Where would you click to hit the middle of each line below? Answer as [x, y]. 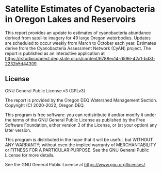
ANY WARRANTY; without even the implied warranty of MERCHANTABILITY [81, 145]
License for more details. [30, 155]
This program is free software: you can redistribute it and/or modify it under [81, 115]
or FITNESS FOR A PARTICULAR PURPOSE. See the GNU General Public [77, 150]
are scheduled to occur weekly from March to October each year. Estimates [81, 43]
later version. [18, 130]
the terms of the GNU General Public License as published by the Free [75, 120]
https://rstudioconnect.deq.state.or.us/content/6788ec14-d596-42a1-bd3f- [80, 58]
